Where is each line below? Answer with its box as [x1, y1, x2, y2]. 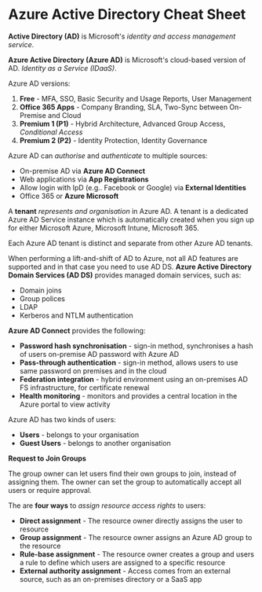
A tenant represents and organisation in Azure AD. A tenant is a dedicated [8, 206, 249, 215]
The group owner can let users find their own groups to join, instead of [8, 469, 237, 478]
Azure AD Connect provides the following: [8, 325, 146, 335]
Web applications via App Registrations [19, 175, 149, 184]
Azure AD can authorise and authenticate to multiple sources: [8, 151, 208, 160]
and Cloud [48, 110, 82, 120]
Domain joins [19, 285, 62, 295]
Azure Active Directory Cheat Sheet [8, 6, 246, 24]
